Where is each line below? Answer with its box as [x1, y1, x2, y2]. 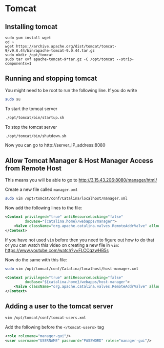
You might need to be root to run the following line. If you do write [5, 87, 138, 93]
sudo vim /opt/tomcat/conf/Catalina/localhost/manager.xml [5, 196, 128, 201]
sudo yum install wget [5, 35, 51, 40]
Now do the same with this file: [5, 256, 67, 262]
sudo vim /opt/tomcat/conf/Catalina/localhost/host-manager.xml [5, 266, 139, 271]
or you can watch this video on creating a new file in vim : [5, 242, 120, 248]
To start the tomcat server [5, 106, 58, 112]
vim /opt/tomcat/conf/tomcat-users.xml [5, 315, 86, 320]
